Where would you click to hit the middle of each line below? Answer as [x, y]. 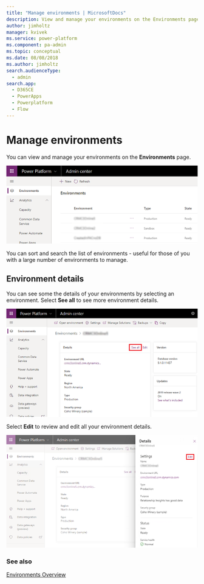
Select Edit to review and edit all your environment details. [79, 427]
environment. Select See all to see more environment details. [83, 300]
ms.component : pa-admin [36, 45]
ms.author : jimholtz [32, 64]
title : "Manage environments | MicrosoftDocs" [66, 13]
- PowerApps [27, 97]
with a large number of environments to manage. [67, 259]
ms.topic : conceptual [34, 52]
